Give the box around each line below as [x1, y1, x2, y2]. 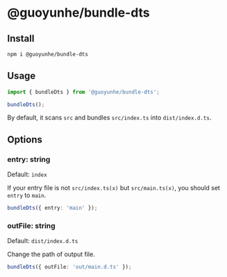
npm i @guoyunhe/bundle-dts [7, 51, 89, 58]
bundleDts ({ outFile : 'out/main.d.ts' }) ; [7, 264, 132, 271]
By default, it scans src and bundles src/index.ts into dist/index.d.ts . [7, 113, 212, 122]
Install [7, 33, 35, 44]
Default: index [7, 170, 47, 178]
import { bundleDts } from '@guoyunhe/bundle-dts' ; [7, 88, 160, 95]
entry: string [7, 154, 51, 164]
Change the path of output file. [7, 250, 95, 258]
